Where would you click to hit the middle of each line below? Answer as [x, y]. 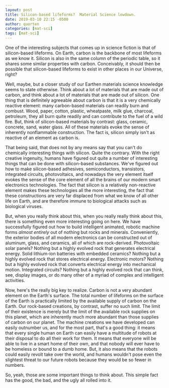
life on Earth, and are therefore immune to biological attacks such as [76, 201]
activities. [15, 280]
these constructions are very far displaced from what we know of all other [82, 196]
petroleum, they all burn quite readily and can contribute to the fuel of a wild [84, 116]
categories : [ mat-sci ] [29, 29]
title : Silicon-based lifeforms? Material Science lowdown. [71, 15]
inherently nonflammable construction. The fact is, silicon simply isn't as [80, 132]
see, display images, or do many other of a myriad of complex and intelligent [84, 275]
